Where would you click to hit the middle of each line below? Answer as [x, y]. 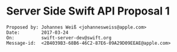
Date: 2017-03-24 [37, 32]
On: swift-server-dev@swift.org [59, 37]
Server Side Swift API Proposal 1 [88, 11]
